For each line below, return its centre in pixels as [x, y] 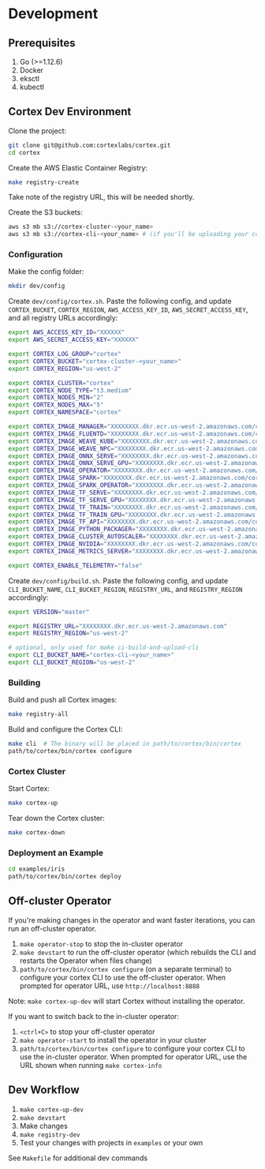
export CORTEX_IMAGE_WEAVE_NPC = [61, 448]
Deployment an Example [56, 852]
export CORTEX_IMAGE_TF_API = [56, 522]
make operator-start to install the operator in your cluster [113, 1040]
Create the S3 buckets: [45, 212]
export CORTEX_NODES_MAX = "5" [56, 405]
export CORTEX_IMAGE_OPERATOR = [60, 470]
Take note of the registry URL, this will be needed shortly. [101, 197]
